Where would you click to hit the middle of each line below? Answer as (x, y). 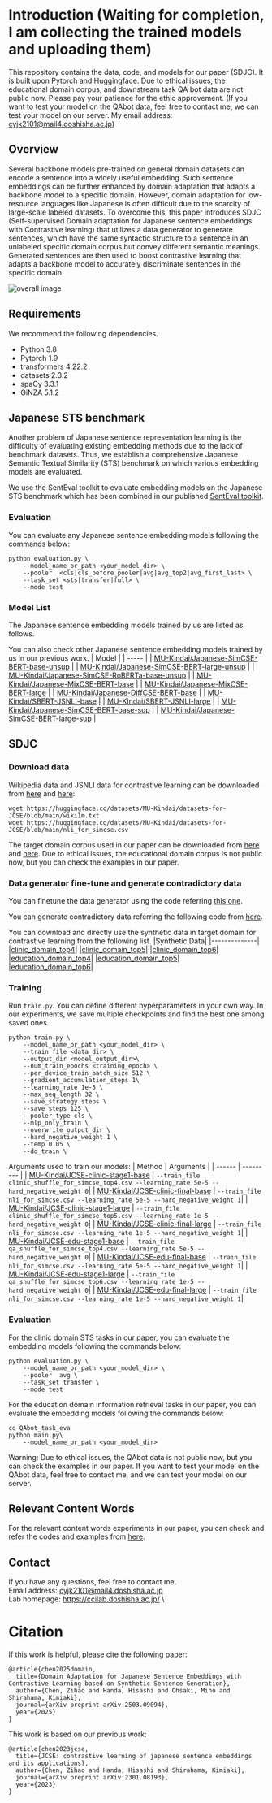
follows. (22, 633)
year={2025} (36, 1712)
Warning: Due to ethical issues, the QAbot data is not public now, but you (130, 1457)
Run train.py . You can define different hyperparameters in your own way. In (136, 1006)
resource (24, 203)
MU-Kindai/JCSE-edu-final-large (152, 1290)
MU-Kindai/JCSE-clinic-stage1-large (69, 1208)
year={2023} (36, 1785)
